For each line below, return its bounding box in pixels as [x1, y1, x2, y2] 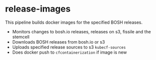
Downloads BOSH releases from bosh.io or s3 [12, 39, 105, 45]
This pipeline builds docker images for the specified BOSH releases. [5, 19, 143, 25]
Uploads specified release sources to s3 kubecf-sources [12, 44, 126, 50]
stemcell [12, 34, 29, 40]
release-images [5, 3, 71, 15]
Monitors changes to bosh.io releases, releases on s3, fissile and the [12, 29, 151, 34]
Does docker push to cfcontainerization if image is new [12, 49, 127, 55]
